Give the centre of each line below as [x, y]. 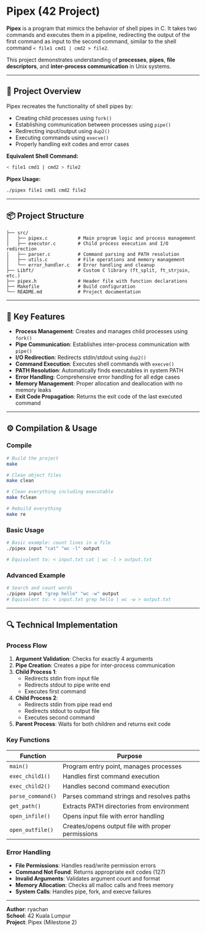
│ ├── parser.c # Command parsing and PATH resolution [93, 255]
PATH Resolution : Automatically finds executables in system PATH [99, 371]
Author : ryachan [27, 909]
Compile [19, 445]
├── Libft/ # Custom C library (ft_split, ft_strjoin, [98, 271]
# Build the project [33, 458]
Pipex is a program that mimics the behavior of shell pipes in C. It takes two [102, 28]
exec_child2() [30, 786]
